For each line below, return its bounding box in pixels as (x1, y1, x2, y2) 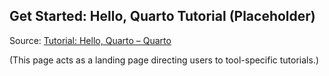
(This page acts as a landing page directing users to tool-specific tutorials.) (9, 54, 320, 66)
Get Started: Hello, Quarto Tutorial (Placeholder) (9, 8, 316, 25)
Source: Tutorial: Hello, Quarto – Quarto (9, 34, 172, 46)
